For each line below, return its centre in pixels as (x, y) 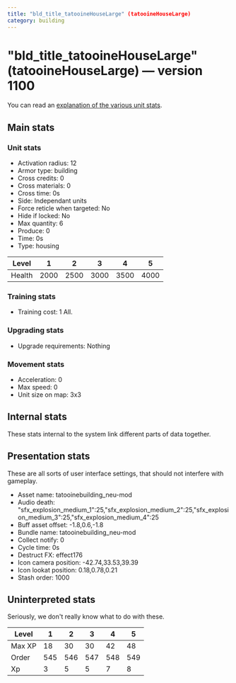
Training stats (32, 297)
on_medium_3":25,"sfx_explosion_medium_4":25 (88, 517)
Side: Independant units (52, 201)
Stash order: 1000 (43, 577)
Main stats (31, 127)
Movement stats (36, 364)
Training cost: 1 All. (45, 312)
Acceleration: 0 (40, 380)
